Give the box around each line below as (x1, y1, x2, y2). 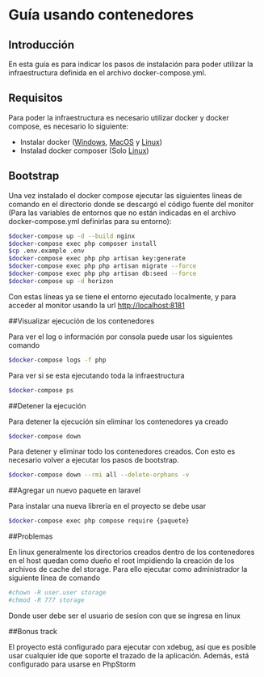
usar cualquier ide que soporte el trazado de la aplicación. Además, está (8, 650, 249, 660)
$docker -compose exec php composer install (8, 239, 157, 248)
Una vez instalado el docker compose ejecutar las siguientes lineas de (8, 190, 242, 200)
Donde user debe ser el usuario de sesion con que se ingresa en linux (8, 611, 241, 620)
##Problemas (8, 531, 53, 541)
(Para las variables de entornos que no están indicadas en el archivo (8, 208, 237, 218)
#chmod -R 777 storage (8, 596, 85, 604)
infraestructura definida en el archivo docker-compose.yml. (8, 68, 207, 78)
